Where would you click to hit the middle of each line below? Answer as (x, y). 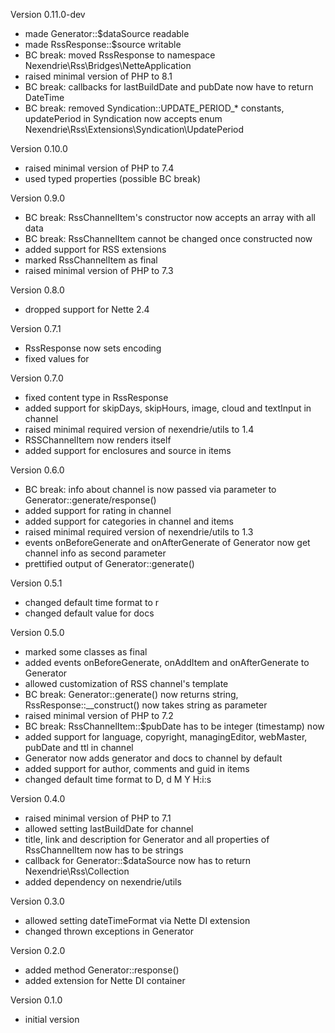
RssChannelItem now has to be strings (104, 850)
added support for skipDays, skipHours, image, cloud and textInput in (168, 408)
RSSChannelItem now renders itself (98, 440)
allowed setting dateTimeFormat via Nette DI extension (137, 920)
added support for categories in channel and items (129, 521)
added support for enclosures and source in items (128, 450)
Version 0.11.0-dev (48, 14)
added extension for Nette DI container (105, 980)
